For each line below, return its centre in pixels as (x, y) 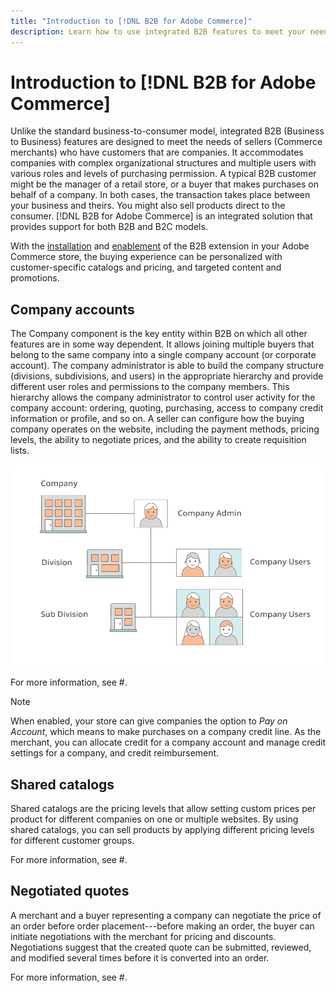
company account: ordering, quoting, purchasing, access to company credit (167, 408)
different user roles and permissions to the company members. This (150, 387)
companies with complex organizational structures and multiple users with (163, 163)
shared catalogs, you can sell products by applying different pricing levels (162, 830)
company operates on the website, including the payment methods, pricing (165, 429)
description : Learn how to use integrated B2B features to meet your (158, 31)
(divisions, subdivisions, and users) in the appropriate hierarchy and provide (167, 376)
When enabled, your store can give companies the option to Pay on (149, 721)
